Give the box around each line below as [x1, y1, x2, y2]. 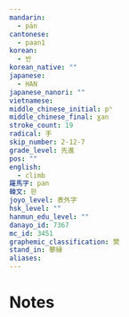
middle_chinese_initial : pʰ [9, 104, 114, 113]
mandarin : [9, 13, 46, 22]
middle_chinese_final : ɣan [9, 113, 109, 121]
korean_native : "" [9, 63, 77, 72]
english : [9, 163, 42, 171]
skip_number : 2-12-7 [9, 138, 86, 146]
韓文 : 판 [9, 188, 37, 196]
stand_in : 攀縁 [9, 246, 63, 254]
